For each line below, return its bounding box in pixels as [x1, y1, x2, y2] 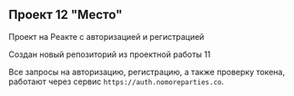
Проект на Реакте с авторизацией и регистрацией [8, 31, 205, 42]
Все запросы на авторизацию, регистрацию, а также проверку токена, [8, 66, 286, 77]
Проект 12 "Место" [8, 7, 123, 23]
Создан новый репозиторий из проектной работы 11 [8, 49, 211, 60]
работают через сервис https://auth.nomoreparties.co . [8, 76, 225, 87]
